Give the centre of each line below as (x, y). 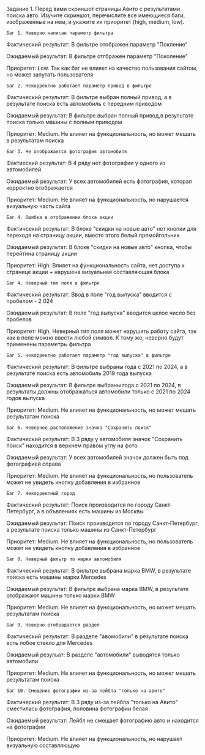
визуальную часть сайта (39, 206)
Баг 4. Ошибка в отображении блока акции (60, 217)
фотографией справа (34, 464)
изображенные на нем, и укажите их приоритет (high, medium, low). (95, 22)
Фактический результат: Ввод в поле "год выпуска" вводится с (89, 294)
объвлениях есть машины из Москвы (95, 511)
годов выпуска (26, 398)
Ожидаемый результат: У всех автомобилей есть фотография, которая (99, 181)
